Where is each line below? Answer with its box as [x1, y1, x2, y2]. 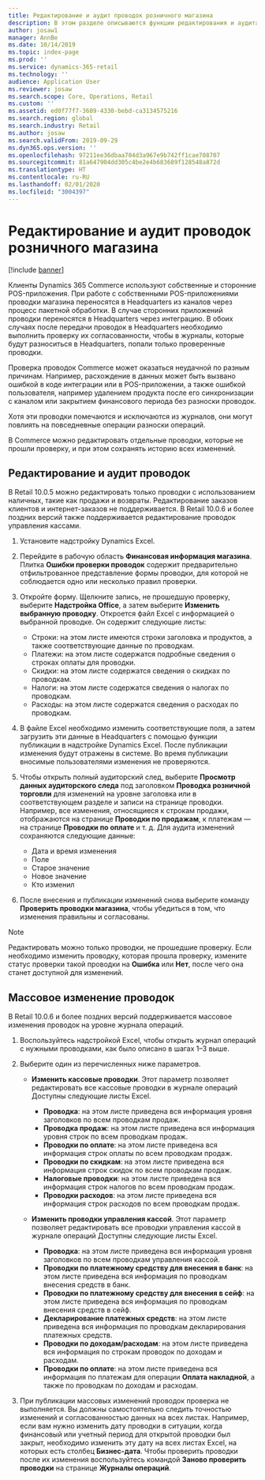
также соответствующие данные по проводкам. [31, 641, 195, 650]
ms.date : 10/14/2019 [8, 41, 77, 49]
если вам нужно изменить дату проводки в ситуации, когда [19, 1422, 222, 1431]
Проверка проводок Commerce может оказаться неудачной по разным [8, 363, 250, 372]
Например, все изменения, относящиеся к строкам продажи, [19, 806, 230, 815]
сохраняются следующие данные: [19, 831, 136, 841]
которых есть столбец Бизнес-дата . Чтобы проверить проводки [19, 1447, 238, 1456]
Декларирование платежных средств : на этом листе [43, 1313, 227, 1324]
